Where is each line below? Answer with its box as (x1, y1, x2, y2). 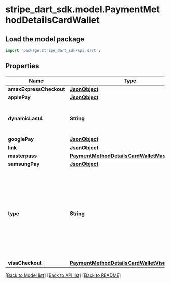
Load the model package (5, 34, 85, 43)
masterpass (8, 152, 37, 159)
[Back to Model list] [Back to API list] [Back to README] (5, 272, 121, 278)
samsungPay (8, 160, 40, 167)
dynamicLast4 (8, 115, 43, 122)
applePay (8, 94, 31, 101)
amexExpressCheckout (8, 85, 65, 92)
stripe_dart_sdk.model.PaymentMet (5, 4, 160, 15)
